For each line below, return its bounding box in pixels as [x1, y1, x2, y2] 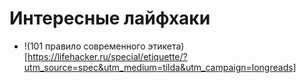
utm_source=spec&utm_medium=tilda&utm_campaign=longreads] [23, 61, 297, 73]
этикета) [147, 40, 185, 52]
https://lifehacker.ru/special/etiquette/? [27, 50, 188, 62]
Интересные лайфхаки [9, 7, 211, 30]
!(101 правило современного [23, 40, 146, 52]
